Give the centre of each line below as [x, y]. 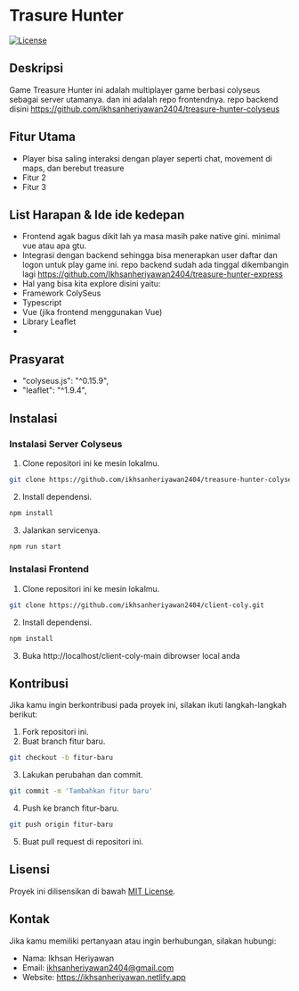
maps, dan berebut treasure [73, 168]
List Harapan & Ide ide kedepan [97, 215]
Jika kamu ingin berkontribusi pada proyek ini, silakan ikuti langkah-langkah [148, 705]
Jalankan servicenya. [61, 530]
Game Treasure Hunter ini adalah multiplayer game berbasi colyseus [135, 89]
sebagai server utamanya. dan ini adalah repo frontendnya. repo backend [144, 99]
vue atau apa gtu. [54, 246]
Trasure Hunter [67, 16]
